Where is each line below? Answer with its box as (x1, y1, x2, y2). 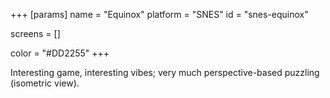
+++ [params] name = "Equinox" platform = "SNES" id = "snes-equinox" (10, 9, 309, 20)
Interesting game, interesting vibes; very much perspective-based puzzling (10, 67, 320, 78)
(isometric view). (10, 77, 80, 89)
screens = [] (10, 28, 61, 39)
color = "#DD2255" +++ (10, 47, 110, 59)
